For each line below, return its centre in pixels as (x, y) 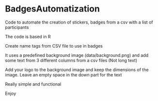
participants (17, 27)
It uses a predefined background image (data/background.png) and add (77, 55)
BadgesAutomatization (53, 9)
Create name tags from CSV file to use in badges (54, 46)
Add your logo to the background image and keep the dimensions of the (77, 69)
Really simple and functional (33, 84)
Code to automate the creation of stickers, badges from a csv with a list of (79, 22)
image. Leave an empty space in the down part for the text (63, 75)
